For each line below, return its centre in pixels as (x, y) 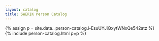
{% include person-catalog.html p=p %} (46, 33)
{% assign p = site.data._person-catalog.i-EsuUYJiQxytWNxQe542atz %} (80, 28)
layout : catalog (22, 10)
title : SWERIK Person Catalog (36, 14)
